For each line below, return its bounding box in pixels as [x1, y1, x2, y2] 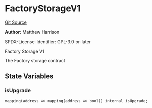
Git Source [5, 19, 27, 25]
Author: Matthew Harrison [5, 29, 60, 35]
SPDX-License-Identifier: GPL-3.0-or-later [5, 38, 91, 45]
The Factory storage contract [5, 57, 66, 63]
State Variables [5, 72, 54, 81]
